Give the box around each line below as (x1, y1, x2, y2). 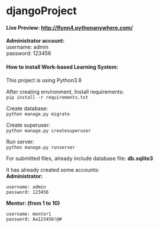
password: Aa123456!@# (6, 216, 62, 222)
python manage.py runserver (6, 144, 76, 150)
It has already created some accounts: (6, 166, 99, 173)
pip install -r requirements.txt (6, 94, 89, 100)
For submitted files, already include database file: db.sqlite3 (6, 155, 154, 162)
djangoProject (6, 4, 77, 18)
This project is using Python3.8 (6, 76, 82, 84)
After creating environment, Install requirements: (6, 88, 124, 95)
